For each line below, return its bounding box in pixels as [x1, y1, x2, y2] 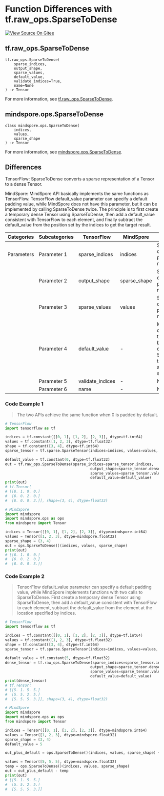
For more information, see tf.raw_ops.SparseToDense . [5, 96, 113, 101]
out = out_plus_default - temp [5, 769, 69, 773]
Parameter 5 [39, 378, 67, 385]
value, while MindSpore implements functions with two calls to [17, 589, 143, 595]
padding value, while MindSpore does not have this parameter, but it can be [5, 201, 158, 207]
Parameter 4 [39, 346, 67, 352]
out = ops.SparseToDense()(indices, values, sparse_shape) [5, 543, 128, 548]
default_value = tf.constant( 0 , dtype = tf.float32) [5, 457, 110, 462]
